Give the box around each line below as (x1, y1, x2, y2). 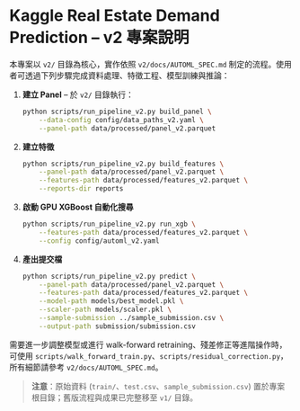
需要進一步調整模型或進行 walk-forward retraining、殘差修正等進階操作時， (9, 339, 287, 350)
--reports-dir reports (39, 184, 124, 193)
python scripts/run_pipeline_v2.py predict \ (22, 272, 196, 281)
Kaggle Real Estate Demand (9, 5, 220, 26)
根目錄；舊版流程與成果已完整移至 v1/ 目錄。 (31, 392, 199, 403)
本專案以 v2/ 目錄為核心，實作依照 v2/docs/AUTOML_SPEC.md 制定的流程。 (9, 58, 277, 69)
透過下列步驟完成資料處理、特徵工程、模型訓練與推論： (24, 69, 230, 81)
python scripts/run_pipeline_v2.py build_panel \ (22, 107, 213, 116)
